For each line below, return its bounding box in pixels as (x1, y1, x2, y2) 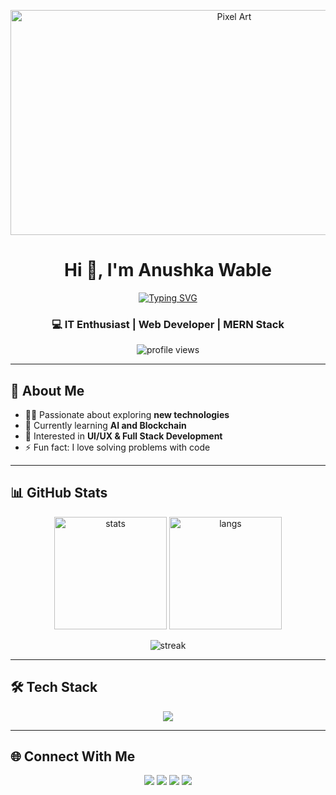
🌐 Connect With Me (10, 748, 136, 765)
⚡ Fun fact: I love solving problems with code (24, 441, 211, 454)
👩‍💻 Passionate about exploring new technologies (24, 409, 230, 421)
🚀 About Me (10, 382, 85, 399)
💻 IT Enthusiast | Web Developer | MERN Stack (51, 317, 285, 331)
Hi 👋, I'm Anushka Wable (64, 259, 272, 282)
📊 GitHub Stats (10, 485, 108, 502)
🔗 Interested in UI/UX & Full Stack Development (24, 430, 223, 442)
